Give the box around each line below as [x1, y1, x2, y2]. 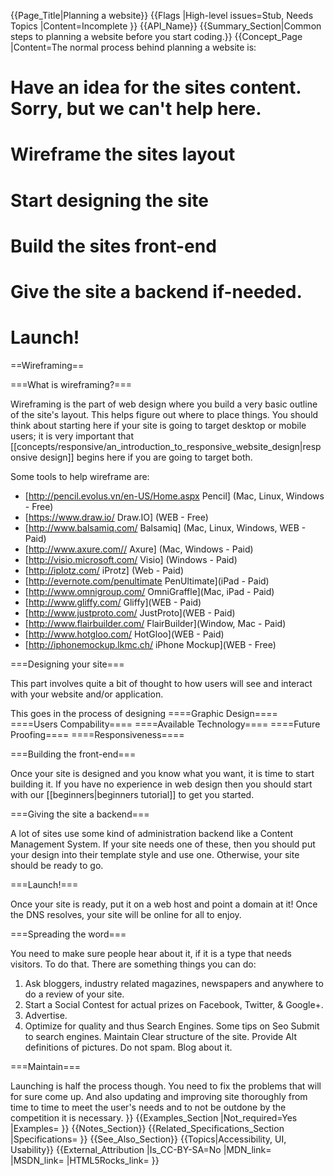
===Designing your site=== [10, 658, 125, 670]
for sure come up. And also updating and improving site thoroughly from [10, 1090, 308, 1102]
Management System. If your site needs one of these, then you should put [10, 838, 316, 850]
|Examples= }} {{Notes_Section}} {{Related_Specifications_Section [10, 1122, 285, 1134]
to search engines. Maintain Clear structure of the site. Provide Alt [24, 1030, 298, 1042]
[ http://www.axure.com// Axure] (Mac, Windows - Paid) [24, 543, 254, 555]
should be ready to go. [10, 859, 104, 871]
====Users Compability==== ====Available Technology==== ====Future [10, 718, 321, 730]
